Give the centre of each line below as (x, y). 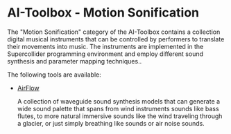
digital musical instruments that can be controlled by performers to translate (116, 39)
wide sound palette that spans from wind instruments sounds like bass (118, 108)
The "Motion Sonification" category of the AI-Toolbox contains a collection (114, 32)
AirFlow (28, 88)
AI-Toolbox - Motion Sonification (103, 13)
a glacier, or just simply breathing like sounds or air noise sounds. (111, 123)
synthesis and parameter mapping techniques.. (75, 61)
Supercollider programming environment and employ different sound (105, 54)
